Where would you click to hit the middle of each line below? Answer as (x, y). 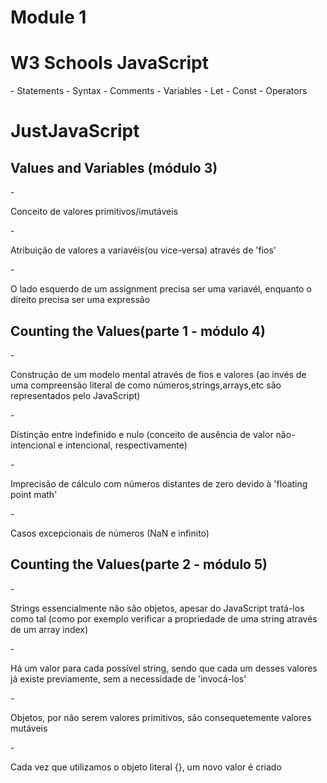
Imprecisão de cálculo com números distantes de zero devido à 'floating (159, 483)
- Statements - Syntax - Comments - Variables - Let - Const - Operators (159, 91)
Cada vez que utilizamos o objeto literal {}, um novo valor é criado (146, 767)
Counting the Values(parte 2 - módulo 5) (139, 564)
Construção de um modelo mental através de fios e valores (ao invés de (158, 374)
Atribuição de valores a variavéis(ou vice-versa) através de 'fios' (143, 250)
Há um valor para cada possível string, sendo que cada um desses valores (164, 668)
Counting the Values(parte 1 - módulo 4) (138, 331)
